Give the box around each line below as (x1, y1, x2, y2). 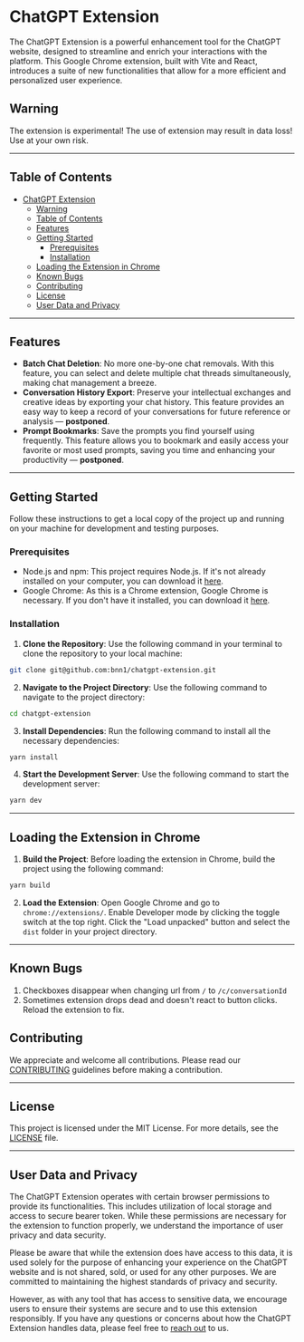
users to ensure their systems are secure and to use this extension (9, 1303, 258, 1315)
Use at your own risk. (9, 134, 89, 146)
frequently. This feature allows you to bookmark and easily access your (22, 435, 290, 446)
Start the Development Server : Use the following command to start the (22, 768, 290, 780)
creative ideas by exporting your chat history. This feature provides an (22, 397, 285, 408)
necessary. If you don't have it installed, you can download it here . (22, 595, 271, 606)
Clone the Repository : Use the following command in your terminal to (22, 638, 283, 649)
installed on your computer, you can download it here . (22, 575, 224, 586)
